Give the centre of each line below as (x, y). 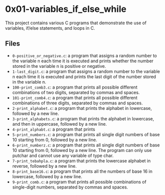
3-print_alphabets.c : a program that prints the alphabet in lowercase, (83, 119)
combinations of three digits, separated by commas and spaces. (77, 103)
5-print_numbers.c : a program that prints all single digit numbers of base (86, 134)
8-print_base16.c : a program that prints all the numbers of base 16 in (82, 171)
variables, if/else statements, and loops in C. (50, 28)
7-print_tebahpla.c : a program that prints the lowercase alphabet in (82, 161)
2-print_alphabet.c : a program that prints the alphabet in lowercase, (82, 108)
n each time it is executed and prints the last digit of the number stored (84, 76)
